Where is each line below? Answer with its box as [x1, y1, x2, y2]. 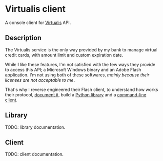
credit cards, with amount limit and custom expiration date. [5, 52, 123, 58]
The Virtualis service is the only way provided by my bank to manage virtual [5, 46, 158, 52]
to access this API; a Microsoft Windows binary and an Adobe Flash [5, 67, 142, 72]
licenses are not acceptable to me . [5, 77, 75, 83]
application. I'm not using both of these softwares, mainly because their [5, 72, 150, 78]
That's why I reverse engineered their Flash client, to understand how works [5, 87, 158, 92]
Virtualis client [5, 3, 66, 15]
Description [5, 34, 41, 42]
